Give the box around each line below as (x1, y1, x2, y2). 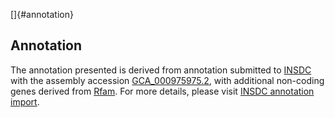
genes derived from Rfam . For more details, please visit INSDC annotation (10, 85, 315, 97)
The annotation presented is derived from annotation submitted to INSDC (10, 64, 312, 76)
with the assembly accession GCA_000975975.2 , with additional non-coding (10, 74, 325, 86)
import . (10, 95, 40, 108)
